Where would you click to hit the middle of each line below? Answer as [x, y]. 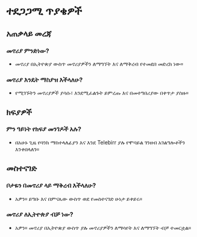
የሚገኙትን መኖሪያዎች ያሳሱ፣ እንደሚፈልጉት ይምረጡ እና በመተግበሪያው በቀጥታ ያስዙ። [102, 93]
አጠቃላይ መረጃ [29, 33]
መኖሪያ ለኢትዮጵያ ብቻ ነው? [40, 215]
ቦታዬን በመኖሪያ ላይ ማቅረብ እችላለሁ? [51, 186]
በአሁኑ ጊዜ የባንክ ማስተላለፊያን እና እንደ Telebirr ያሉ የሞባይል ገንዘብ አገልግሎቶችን [100, 142]
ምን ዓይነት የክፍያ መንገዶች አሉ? [44, 129]
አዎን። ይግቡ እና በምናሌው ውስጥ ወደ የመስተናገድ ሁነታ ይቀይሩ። [79, 199]
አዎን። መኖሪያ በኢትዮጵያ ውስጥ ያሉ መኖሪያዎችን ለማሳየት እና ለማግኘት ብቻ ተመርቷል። [103, 227]
